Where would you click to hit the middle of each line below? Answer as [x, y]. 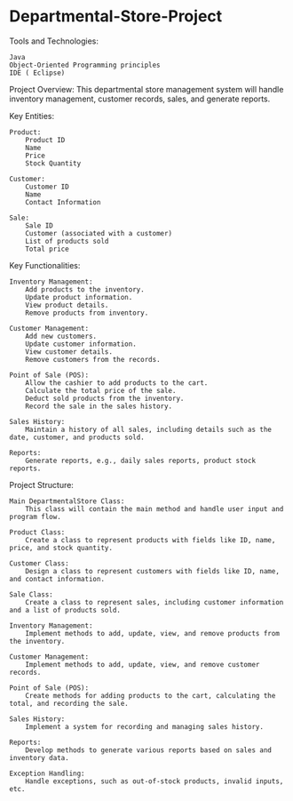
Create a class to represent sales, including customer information [154, 602]
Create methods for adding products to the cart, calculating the [150, 695]
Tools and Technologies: [54, 41]
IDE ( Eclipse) [37, 73]
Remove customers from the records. [93, 359]
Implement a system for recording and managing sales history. [145, 726]
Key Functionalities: [45, 265]
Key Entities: [32, 116]
